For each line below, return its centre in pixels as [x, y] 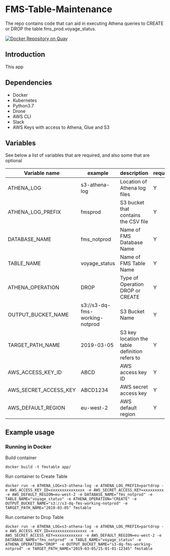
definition [131, 352]
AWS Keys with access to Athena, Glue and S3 [61, 127]
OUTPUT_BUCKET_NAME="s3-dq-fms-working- [110, 544]
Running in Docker [28, 447]
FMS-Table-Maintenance [59, 9]
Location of [133, 182]
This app [14, 66]
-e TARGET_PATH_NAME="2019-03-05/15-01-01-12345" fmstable [89, 549]
